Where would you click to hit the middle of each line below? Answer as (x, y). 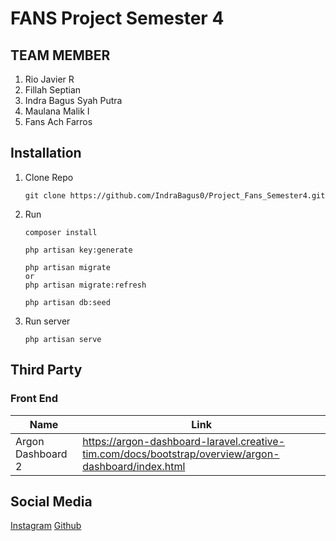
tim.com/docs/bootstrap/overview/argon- (181, 454)
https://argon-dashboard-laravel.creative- (183, 441)
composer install (61, 232)
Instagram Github (46, 526)
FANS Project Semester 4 (117, 18)
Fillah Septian (53, 90)
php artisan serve (63, 339)
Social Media (51, 501)
